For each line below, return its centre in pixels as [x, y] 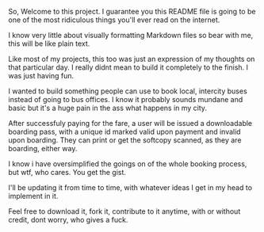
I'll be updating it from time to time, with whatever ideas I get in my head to [130, 188]
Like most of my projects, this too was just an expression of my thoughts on [132, 59]
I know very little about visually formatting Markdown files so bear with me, [131, 35]
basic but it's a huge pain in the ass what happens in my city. [108, 108]
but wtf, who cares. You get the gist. [67, 172]
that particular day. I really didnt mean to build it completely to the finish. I [128, 67]
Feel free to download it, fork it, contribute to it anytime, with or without [124, 211]
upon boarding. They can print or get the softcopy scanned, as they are [125, 140]
